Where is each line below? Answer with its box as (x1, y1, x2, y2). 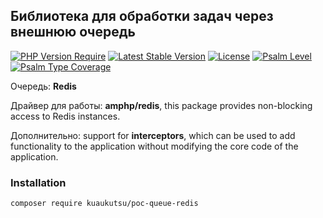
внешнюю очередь (10, 24, 136, 41)
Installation (10, 175, 67, 189)
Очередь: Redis (10, 80, 77, 92)
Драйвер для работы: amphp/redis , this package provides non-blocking (10, 99, 313, 111)
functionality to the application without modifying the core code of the (10, 140, 299, 152)
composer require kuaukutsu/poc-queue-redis (10, 199, 199, 209)
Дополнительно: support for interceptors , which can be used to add (10, 129, 296, 141)
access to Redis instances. (10, 110, 121, 122)
